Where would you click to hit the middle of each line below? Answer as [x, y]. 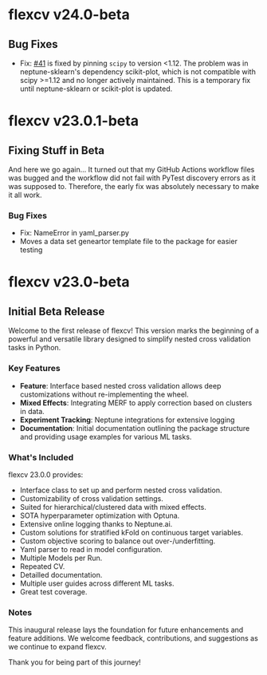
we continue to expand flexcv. [57, 647]
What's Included [41, 457]
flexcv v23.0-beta [69, 282]
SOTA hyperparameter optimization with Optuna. [100, 515]
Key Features [35, 369]
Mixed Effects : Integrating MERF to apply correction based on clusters [136, 403]
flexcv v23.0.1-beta [74, 121]
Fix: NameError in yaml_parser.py [75, 233]
